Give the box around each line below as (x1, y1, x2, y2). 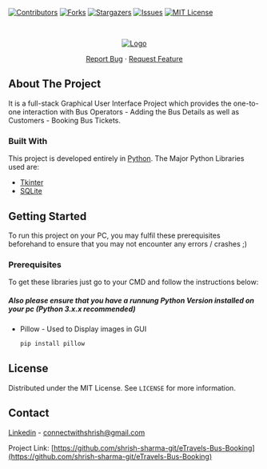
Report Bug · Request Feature (86, 54, 183, 63)
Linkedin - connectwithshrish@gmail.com (8, 427, 145, 437)
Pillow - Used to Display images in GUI (19, 324, 147, 334)
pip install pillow (19, 340, 86, 348)
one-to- (233, 98, 259, 108)
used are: (8, 162, 40, 172)
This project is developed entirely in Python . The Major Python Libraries (8, 154, 245, 163)
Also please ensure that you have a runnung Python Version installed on (8, 295, 254, 305)
